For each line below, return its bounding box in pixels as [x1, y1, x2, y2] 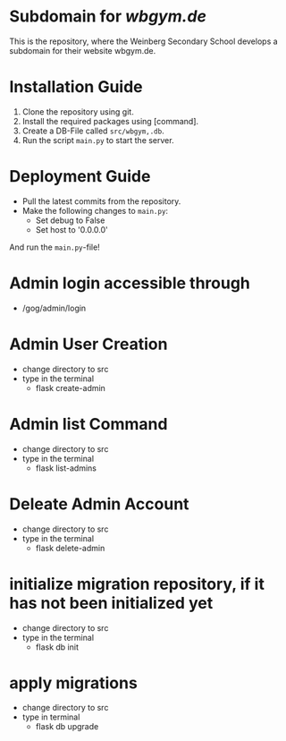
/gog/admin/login [21, 302, 87, 313]
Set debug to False [35, 215, 105, 226]
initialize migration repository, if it [9, 574, 265, 594]
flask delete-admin [35, 542, 105, 553]
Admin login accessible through [9, 273, 250, 293]
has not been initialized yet [9, 592, 214, 613]
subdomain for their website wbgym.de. [9, 45, 156, 55]
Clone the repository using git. [21, 106, 134, 117]
